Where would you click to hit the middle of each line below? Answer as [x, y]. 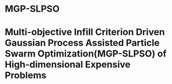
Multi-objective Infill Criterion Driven [85, 32]
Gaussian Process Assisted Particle [82, 43]
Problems [26, 76]
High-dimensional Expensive [68, 65]
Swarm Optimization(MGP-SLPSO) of [86, 54]
